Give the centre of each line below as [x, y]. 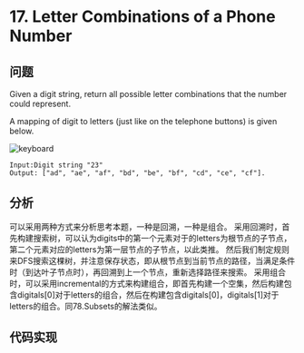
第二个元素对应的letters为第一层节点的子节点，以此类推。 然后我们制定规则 [150, 249]
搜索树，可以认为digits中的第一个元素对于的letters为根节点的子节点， [162, 238]
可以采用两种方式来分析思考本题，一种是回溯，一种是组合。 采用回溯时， [146, 226]
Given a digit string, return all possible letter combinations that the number [148, 94]
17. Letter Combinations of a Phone [142, 17]
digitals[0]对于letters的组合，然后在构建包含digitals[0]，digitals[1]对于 [148, 294]
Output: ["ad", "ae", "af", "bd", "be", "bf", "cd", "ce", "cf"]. [137, 173]
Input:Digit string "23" [56, 165]
